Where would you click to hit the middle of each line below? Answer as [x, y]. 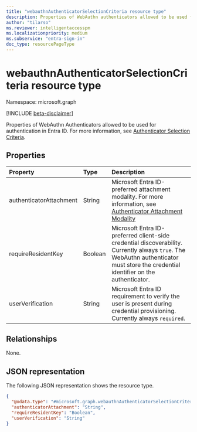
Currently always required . [148, 318]
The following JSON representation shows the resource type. [80, 386]
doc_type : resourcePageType [40, 45]
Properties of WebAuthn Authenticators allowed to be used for [81, 124]
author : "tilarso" [28, 22]
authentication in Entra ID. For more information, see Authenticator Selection [98, 131]
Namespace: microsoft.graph [41, 102]
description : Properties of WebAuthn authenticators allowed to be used [97, 17]
